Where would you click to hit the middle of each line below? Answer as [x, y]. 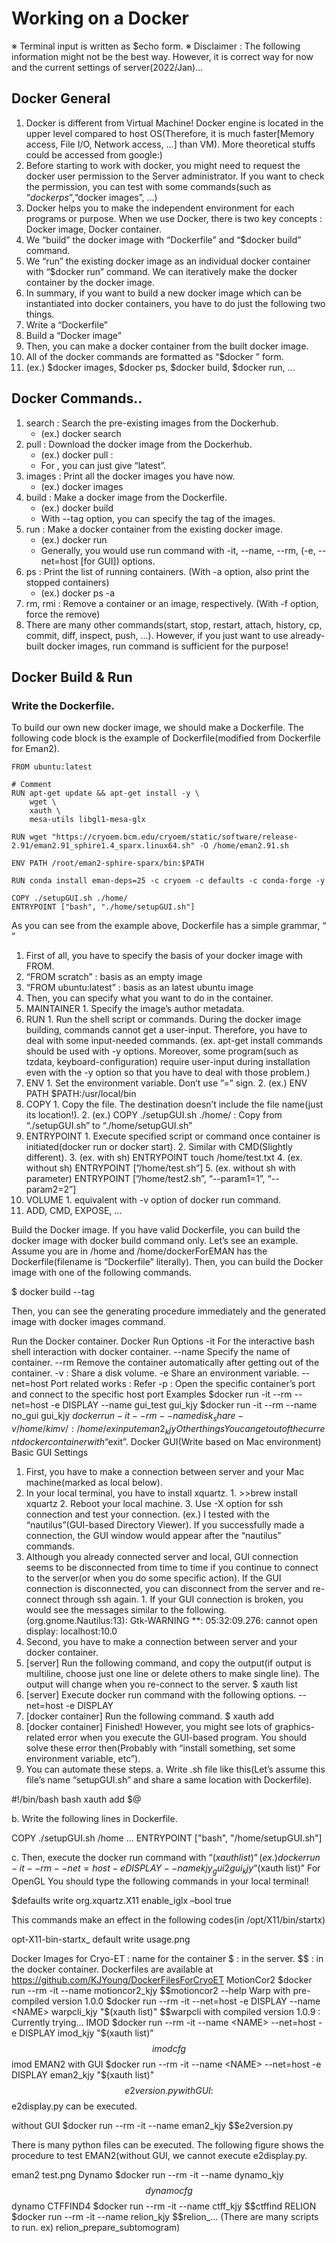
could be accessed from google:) [94, 154]
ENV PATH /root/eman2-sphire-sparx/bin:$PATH [107, 863]
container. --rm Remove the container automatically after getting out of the [165, 1363]
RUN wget [29, 837]
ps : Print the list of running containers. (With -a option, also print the [167, 571]
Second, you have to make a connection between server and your [161, 1641]
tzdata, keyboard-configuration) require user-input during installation [168, 1062]
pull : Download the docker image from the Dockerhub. [139, 444]
